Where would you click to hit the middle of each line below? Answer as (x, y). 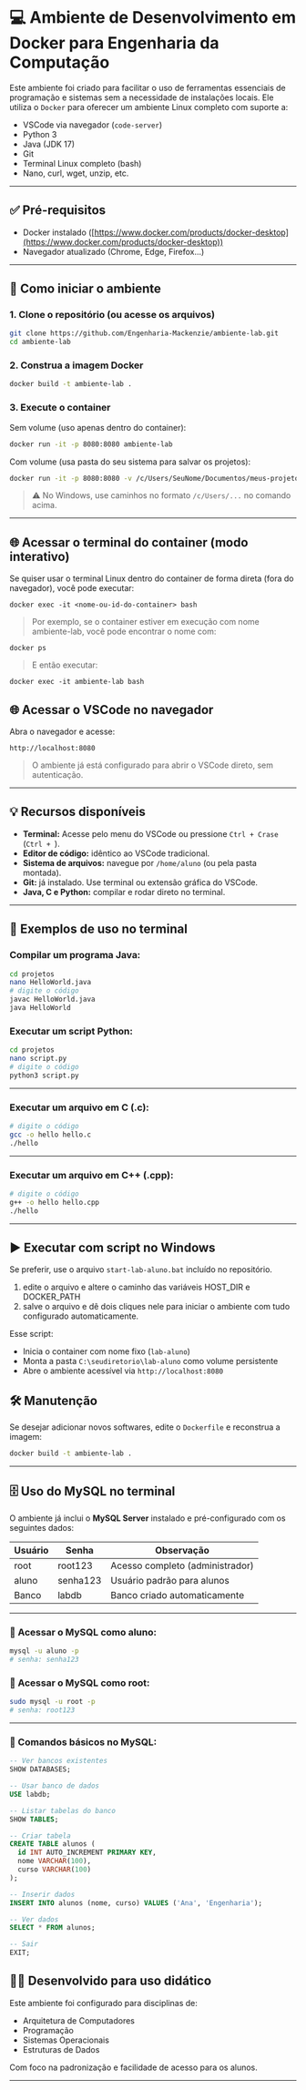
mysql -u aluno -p (44, 1651)
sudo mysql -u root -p (52, 1702)
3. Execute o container (60, 408)
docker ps (28, 648)
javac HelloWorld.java (52, 999)
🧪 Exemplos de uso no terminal (99, 929)
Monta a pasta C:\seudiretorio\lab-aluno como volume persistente (150, 1361)
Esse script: (31, 1334)
